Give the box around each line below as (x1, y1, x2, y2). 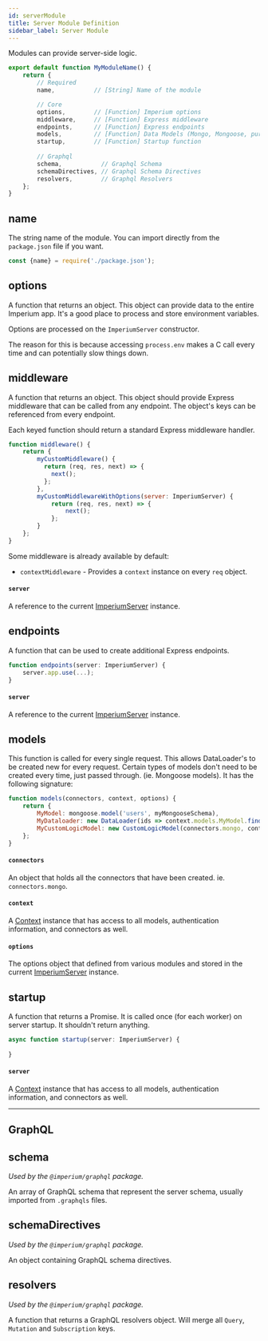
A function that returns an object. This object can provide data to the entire (8, 300, 254, 310)
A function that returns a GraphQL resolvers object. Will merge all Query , (8, 1315, 245, 1324)
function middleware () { (8, 440, 91, 448)
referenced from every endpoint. (8, 409, 116, 419)
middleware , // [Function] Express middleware (37, 115, 209, 124)
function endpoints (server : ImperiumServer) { (8, 661, 166, 669)
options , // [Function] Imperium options (37, 108, 202, 116)
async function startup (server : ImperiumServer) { (8, 1036, 180, 1044)
